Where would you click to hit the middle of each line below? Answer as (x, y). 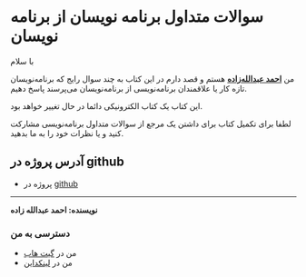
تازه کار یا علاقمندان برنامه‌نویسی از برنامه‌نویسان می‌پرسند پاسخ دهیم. (129, 88)
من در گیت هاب (50, 253)
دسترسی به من (40, 233)
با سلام (22, 61)
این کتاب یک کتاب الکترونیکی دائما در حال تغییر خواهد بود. (107, 105)
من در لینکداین (48, 263)
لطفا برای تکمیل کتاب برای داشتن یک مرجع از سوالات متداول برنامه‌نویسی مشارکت (151, 124)
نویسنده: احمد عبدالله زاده (54, 210)
